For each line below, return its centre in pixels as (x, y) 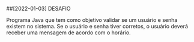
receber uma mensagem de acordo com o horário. (68, 33)
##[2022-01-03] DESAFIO (38, 9)
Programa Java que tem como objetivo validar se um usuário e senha (92, 20)
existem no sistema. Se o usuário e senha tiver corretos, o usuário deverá (97, 26)
